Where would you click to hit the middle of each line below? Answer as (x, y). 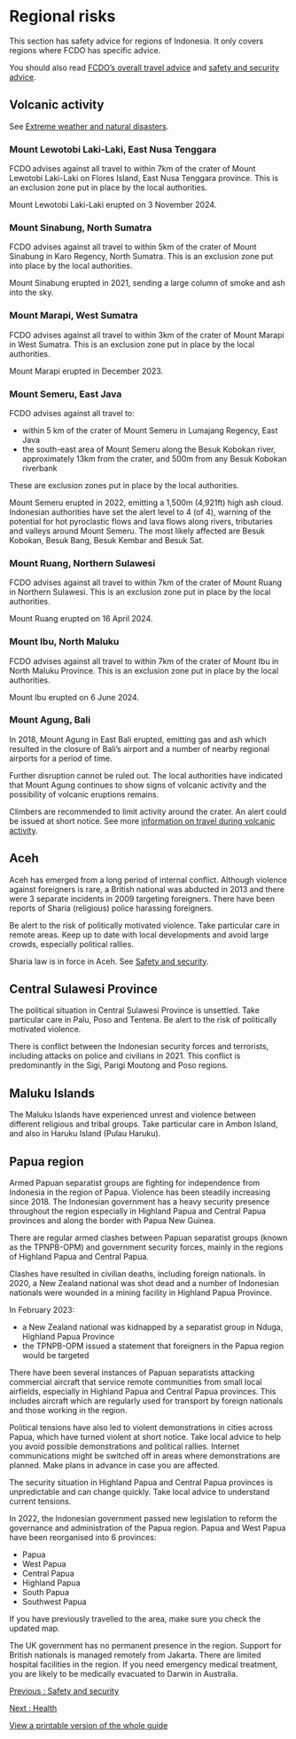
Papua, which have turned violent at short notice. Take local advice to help (145, 1437)
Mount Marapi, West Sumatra (74, 315)
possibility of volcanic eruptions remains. (84, 794)
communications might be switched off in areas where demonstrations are (145, 1456)
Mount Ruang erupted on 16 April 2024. (81, 619)
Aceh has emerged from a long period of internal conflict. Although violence (148, 880)
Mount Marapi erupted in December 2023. (86, 371)
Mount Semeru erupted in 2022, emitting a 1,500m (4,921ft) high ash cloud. (146, 502)
